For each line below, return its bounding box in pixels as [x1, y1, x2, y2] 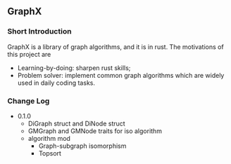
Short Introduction [7, 27, 72, 36]
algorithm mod [27, 134, 70, 142]
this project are [7, 50, 51, 58]
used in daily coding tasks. [17, 78, 95, 87]
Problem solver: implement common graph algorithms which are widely [17, 71, 225, 79]
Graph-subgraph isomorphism [38, 142, 127, 150]
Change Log [7, 96, 50, 106]
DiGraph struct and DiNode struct [27, 119, 125, 128]
